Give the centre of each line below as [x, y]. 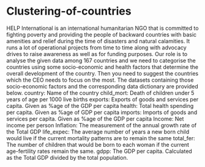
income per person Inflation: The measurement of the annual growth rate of [102, 125]
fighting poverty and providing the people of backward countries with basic [102, 34]
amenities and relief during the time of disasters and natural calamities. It [98, 41]
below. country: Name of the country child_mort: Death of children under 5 [100, 93]
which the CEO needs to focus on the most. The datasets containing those [100, 80]
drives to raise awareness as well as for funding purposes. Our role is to [97, 54]
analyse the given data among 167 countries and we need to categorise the [101, 60]
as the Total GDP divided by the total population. [67, 157]
